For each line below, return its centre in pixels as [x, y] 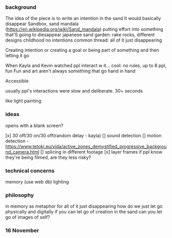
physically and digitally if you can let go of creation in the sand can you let [84, 212]
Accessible [17, 81]
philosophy [20, 195]
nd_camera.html [22, 152]
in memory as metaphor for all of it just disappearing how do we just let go [84, 206]
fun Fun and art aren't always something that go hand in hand [70, 71]
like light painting [23, 101]
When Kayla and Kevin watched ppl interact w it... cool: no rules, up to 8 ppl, [86, 66]
